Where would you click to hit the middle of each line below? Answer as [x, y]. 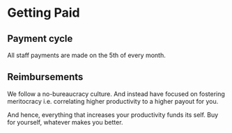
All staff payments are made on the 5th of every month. [86, 55]
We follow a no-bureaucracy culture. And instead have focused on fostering [116, 94]
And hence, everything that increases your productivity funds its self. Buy [113, 115]
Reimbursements [45, 77]
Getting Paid [44, 13]
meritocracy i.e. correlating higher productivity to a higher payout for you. [113, 101]
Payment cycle [40, 39]
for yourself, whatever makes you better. [65, 122]
